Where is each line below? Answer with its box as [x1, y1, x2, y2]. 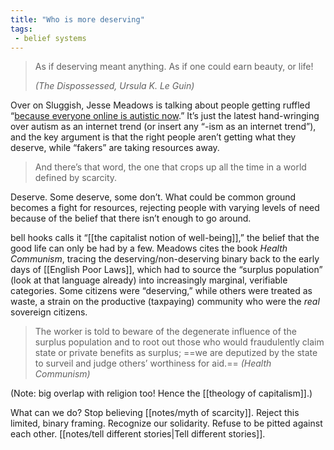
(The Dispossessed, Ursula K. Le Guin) [34, 80, 195, 92]
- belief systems [14, 33, 87, 43]
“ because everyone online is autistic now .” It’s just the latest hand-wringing [10, 110, 320, 122]
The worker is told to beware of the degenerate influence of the [34, 326, 297, 338]
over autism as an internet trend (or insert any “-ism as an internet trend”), [10, 121, 317, 133]
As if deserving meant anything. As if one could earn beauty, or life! [34, 61, 314, 73]
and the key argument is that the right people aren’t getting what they [10, 131, 297, 143]
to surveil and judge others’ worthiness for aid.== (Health [34, 357, 272, 370]
